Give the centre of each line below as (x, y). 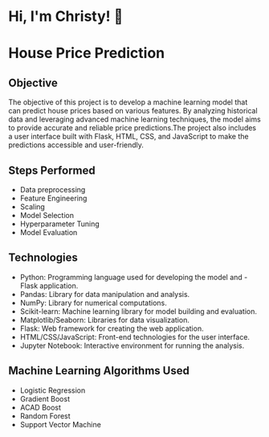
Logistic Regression (53, 390)
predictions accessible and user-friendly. (76, 145)
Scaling (33, 207)
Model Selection (47, 215)
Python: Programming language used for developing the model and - (134, 277)
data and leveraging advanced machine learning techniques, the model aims (134, 119)
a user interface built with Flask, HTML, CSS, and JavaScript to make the (128, 137)
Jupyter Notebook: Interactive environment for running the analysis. (132, 345)
